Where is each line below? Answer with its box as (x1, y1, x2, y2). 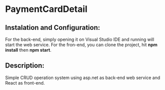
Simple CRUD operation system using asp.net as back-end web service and (5, 75, 161, 81)
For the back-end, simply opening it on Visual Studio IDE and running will (5, 36, 155, 42)
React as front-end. (5, 80, 45, 86)
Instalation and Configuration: (5, 23, 100, 32)
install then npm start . (5, 47, 52, 53)
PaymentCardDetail (5, 3, 88, 15)
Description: (5, 61, 45, 70)
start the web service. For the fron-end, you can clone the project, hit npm (5, 42, 158, 48)
